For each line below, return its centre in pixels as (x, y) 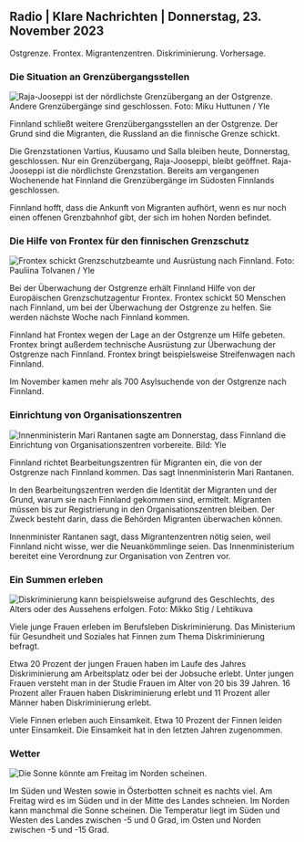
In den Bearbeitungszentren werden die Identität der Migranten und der (143, 490)
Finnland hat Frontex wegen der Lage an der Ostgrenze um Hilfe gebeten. (147, 335)
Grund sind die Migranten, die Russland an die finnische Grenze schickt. (145, 134)
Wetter (25, 754)
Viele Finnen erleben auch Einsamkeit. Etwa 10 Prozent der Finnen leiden (146, 720)
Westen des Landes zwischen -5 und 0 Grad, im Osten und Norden (135, 820)
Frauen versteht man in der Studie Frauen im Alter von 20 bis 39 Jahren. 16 (150, 683)
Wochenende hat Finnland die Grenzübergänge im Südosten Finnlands (142, 181)
